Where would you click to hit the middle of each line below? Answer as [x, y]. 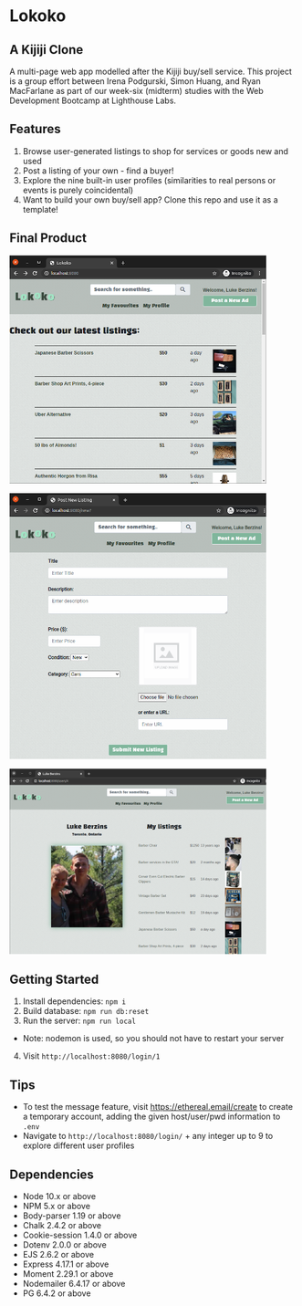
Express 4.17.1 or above [66, 1264]
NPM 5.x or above [57, 1207]
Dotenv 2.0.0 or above [64, 1245]
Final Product [48, 238]
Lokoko [38, 16]
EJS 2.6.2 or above [58, 1255]
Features [35, 129]
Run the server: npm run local [79, 1021]
